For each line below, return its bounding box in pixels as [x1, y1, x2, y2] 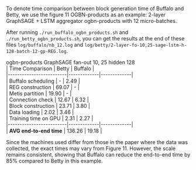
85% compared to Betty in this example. [6, 158, 103, 164]
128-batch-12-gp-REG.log [6, 49, 67, 55]
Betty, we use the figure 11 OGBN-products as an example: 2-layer [6, 11, 166, 18]
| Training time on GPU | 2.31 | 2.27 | [6, 115, 94, 122]
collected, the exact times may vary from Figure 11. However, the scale [6, 145, 176, 152]
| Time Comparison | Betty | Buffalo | [6, 65, 95, 72]
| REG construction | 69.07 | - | [6, 84, 80, 90]
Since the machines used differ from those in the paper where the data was [6, 139, 188, 145]
